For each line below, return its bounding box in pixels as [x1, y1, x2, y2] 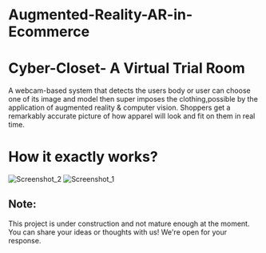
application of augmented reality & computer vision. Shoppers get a [8, 102, 231, 113]
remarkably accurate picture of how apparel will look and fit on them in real [8, 111, 256, 121]
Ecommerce [8, 22, 90, 41]
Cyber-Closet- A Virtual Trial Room [8, 59, 245, 78]
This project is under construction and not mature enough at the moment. [8, 219, 250, 228]
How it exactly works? [8, 148, 158, 166]
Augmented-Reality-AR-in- [8, 6, 193, 24]
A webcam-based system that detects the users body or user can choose [8, 86, 251, 95]
